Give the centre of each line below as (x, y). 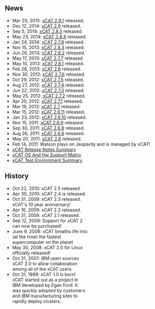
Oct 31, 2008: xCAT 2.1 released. (46, 215)
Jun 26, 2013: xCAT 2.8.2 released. (49, 53)
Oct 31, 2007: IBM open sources (46, 258)
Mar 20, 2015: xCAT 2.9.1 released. (48, 20)
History (17, 176)
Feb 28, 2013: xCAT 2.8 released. (47, 69)
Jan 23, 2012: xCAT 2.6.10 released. (50, 117)
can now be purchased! (37, 226)
